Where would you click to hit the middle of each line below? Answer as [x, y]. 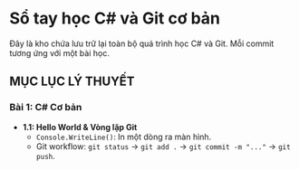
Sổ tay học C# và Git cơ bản [115, 19]
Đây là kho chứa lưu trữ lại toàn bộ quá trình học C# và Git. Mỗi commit [142, 43]
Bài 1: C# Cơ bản [46, 108]
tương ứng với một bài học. [60, 52]
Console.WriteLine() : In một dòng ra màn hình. [124, 137]
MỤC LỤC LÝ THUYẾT [72, 82]
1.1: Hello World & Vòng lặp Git [80, 127]
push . [46, 156]
